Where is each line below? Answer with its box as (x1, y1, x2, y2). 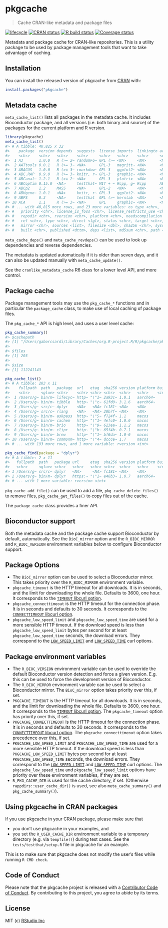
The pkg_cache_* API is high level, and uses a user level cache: (5, 320, 134, 326)
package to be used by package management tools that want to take (5, 44, 146, 50)
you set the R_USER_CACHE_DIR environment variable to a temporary (12, 831, 149, 837)
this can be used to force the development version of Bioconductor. (12, 677, 152, 683)
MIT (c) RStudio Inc (5, 917, 45, 923)
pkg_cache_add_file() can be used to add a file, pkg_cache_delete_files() (5, 487, 158, 493)
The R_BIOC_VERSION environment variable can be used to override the (12, 666, 156, 672)
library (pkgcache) (5, 135, 43, 140)
